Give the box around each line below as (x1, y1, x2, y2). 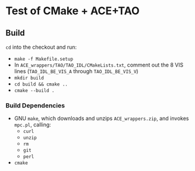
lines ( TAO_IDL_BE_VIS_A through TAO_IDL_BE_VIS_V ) (14, 68, 139, 75)
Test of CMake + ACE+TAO (5, 4, 140, 18)
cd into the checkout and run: (5, 43, 77, 50)
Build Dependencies (5, 101, 65, 109)
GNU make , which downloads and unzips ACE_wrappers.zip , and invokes (14, 115, 189, 122)
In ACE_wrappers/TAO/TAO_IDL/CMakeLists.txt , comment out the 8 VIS (14, 61, 184, 68)
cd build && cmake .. (14, 81, 68, 87)
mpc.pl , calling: (14, 121, 51, 128)
